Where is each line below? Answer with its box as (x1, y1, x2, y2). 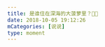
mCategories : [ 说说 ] (7, 23, 65, 30)
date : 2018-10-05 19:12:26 (7, 17, 86, 23)
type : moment (7, 29, 45, 37)
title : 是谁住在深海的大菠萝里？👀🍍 (7, 10, 99, 17)
